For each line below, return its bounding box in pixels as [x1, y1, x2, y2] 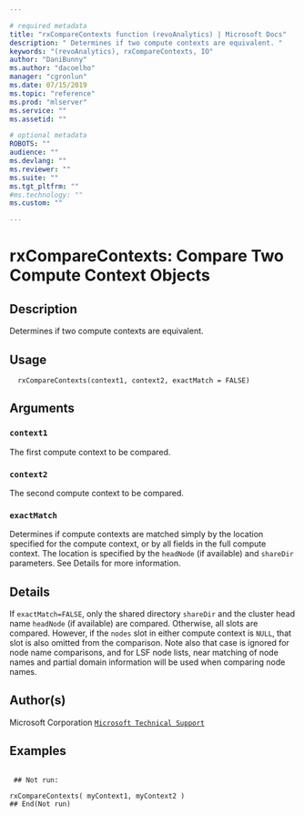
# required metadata [9, 21, 88, 30]
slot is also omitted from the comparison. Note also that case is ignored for [9, 637, 289, 648]
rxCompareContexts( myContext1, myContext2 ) [9, 791, 185, 801]
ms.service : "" [9, 106, 67, 115]
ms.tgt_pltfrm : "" [9, 181, 79, 191]
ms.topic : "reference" [9, 88, 96, 98]
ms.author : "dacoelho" [9, 64, 96, 73]
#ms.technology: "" [9, 190, 84, 199]
